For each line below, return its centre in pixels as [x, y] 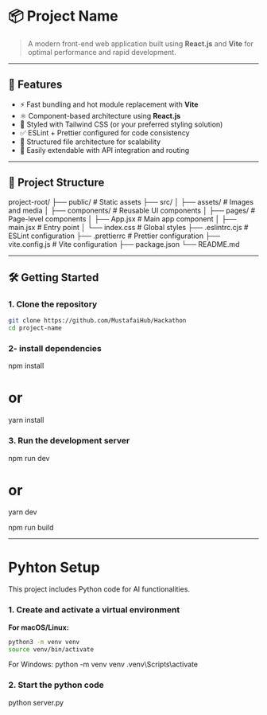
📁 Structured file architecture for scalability [90, 142]
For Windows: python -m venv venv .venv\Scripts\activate [103, 664]
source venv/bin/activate [51, 649]
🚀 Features [35, 85]
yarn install [26, 420]
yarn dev [23, 512]
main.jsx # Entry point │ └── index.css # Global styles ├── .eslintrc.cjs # [128, 227]
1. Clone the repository [53, 304]
